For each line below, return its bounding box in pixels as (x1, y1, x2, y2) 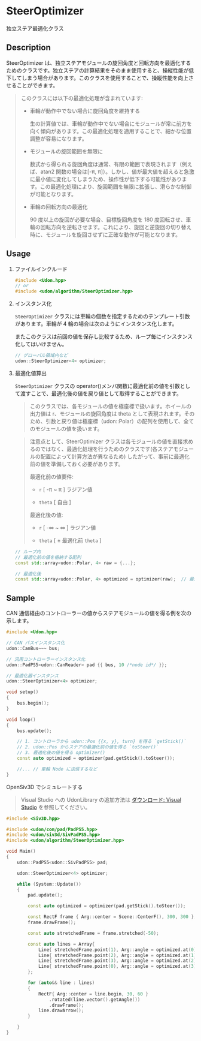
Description (6, 43, 51, 53)
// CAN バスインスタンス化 (6, 640, 65, 646)
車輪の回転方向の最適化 (29, 203, 88, 210)
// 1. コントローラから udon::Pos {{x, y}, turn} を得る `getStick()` (17, 739, 187, 745)
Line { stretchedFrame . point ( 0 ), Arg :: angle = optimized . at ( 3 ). (38, 964, 199, 970)
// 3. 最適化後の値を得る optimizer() (17, 750, 106, 756)
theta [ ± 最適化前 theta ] (38, 537, 102, 544)
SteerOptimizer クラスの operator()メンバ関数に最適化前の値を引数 (14, 382, 181, 389)
